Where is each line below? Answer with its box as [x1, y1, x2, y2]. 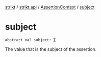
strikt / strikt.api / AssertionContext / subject [5, 4, 95, 10]
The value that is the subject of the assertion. [5, 46, 97, 52]
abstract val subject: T [5, 37, 56, 42]
